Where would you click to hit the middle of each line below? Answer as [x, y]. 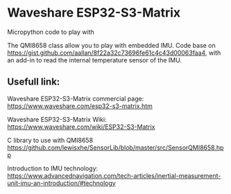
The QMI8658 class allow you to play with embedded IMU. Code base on [112, 45]
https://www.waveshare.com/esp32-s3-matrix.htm [80, 106]
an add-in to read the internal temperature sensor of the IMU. [95, 60]
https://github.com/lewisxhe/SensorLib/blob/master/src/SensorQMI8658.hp [115, 148]
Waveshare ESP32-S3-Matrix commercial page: [76, 98]
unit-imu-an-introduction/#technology [61, 183]
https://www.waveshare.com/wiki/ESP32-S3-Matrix [81, 127]
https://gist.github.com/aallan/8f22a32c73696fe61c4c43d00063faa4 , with [114, 53]
